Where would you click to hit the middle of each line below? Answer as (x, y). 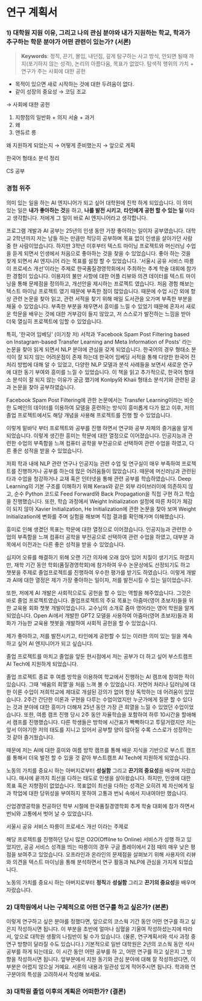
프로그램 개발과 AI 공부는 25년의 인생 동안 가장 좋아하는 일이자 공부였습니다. (96, 230)
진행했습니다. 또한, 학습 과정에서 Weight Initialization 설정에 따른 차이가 (97, 501)
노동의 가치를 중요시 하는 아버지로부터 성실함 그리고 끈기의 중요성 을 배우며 (93, 770)
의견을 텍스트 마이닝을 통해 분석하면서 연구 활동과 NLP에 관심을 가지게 (95, 862)
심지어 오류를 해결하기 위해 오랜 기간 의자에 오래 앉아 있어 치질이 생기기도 (92, 557)
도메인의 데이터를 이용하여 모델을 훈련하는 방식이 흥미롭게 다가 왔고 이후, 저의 (103, 407)
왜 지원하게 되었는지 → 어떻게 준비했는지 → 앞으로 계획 (71, 145)
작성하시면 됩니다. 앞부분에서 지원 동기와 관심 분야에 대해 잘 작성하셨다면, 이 (106, 959)
